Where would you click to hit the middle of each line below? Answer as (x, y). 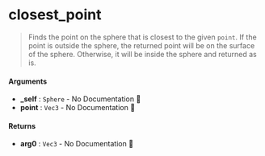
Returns (22, 125)
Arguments (28, 81)
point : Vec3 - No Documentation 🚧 (78, 108)
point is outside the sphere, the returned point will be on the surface (141, 45)
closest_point (55, 15)
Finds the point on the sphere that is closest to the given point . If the (142, 37)
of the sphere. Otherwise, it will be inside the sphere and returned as (142, 54)
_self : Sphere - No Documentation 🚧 (80, 99)
